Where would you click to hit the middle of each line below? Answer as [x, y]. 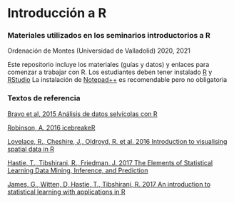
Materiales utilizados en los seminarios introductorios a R [109, 36]
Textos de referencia [44, 98]
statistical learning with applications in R [67, 192]
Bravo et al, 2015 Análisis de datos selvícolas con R [83, 114]
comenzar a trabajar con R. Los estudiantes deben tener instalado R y [110, 72]
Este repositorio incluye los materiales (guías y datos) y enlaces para [108, 65]
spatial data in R [31, 149]
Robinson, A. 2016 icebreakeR [51, 127]
